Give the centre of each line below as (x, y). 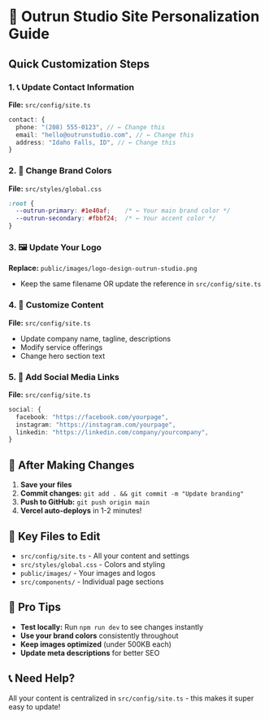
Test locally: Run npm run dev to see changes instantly (112, 626)
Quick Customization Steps (79, 64)
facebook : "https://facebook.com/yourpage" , (92, 417)
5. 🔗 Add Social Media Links (64, 377)
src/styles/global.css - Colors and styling (92, 564)
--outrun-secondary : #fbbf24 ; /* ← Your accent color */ (116, 219)
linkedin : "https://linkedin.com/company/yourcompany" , (112, 432)
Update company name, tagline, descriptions (95, 338)
